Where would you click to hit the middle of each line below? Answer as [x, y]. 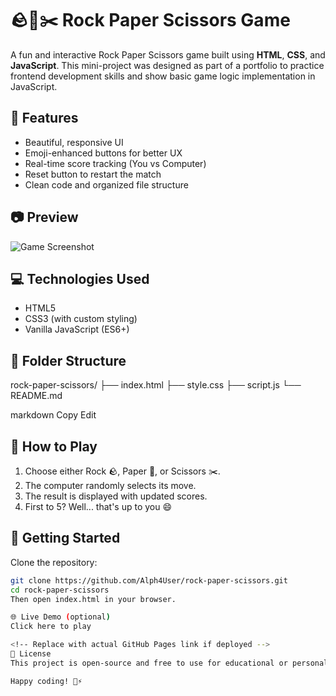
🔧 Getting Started [65, 538]
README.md [36, 396]
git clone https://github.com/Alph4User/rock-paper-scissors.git [149, 580]
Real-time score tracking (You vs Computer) [115, 163]
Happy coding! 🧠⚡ [46, 681]
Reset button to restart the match [93, 174]
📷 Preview [44, 217]
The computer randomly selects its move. [110, 485]
